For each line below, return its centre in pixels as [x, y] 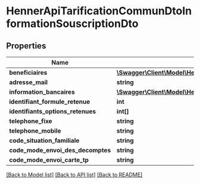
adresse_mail [29, 82]
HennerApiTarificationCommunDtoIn [99, 11]
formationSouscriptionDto [72, 24]
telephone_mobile [35, 131]
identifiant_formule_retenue [50, 102]
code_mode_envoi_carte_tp [49, 160]
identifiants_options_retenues [53, 111]
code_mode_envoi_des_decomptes [60, 150]
